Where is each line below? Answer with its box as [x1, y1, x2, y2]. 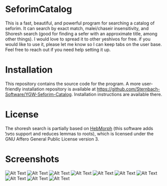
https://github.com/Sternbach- [96, 86, 160, 92]
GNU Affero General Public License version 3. [5, 136, 99, 142]
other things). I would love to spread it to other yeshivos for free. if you [5, 36, 151, 42]
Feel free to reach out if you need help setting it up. [5, 46, 111, 52]
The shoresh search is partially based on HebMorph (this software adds [5, 125, 153, 131]
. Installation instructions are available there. [71, 91, 162, 97]
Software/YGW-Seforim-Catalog [5, 91, 72, 97]
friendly [5, 86, 21, 92]
